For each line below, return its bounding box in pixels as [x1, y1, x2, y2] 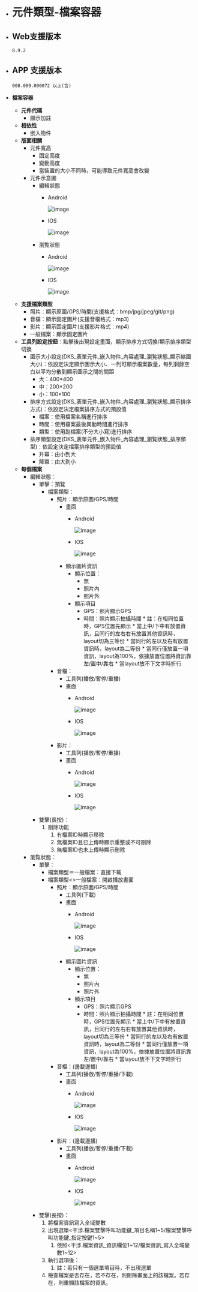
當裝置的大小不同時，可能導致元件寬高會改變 [38, 166, 150, 174]
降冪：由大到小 [38, 457, 76, 465]
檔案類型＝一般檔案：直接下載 [47, 868, 122, 875]
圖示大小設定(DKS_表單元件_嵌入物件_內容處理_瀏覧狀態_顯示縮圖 [29, 352, 191, 360]
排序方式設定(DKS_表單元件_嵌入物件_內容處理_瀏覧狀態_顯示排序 [29, 397, 191, 405]
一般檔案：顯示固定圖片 [29, 330, 88, 337]
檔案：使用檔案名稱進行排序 [38, 412, 108, 420]
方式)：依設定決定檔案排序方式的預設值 [29, 405, 127, 412]
